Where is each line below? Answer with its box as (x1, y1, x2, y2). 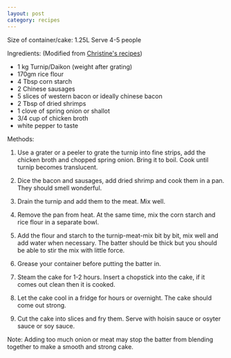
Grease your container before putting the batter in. (17, 259, 161, 267)
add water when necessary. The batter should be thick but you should (17, 238, 217, 247)
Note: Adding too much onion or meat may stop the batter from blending (7, 335, 214, 343)
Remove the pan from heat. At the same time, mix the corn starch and (17, 211, 216, 219)
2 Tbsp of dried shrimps (17, 99, 86, 107)
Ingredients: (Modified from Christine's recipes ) (7, 49, 143, 57)
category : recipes (7, 17, 60, 24)
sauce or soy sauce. (17, 321, 75, 330)
